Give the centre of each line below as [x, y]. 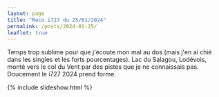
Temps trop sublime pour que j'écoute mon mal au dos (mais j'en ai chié [109, 52]
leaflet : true [28, 33]
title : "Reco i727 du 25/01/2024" [57, 20]
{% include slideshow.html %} [50, 87]
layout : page [26, 13]
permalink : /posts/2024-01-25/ [52, 26]
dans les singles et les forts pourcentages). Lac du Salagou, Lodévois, [107, 60]
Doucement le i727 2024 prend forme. [61, 74]
